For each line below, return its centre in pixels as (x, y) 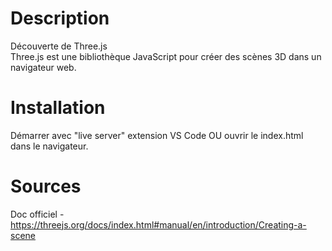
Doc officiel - (37, 214)
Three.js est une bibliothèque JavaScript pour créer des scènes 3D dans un (166, 56)
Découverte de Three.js (59, 46)
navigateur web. (43, 67)
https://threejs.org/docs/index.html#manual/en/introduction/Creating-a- (158, 224)
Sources (46, 186)
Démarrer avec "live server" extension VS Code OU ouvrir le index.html (157, 135)
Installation (58, 108)
